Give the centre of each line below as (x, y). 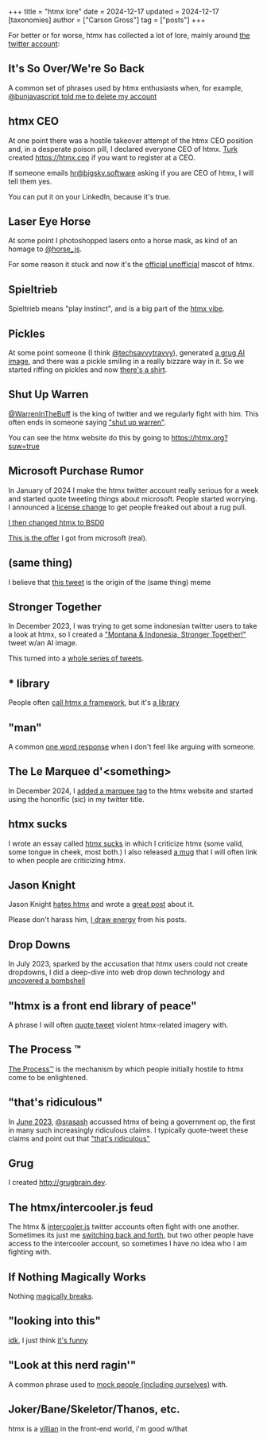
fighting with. (30, 1252)
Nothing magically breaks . (51, 1296)
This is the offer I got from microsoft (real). (78, 538)
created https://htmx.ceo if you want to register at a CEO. (102, 157)
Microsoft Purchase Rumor (76, 471)
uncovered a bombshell (47, 981)
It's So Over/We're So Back (77, 69)
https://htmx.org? (199, 437)
